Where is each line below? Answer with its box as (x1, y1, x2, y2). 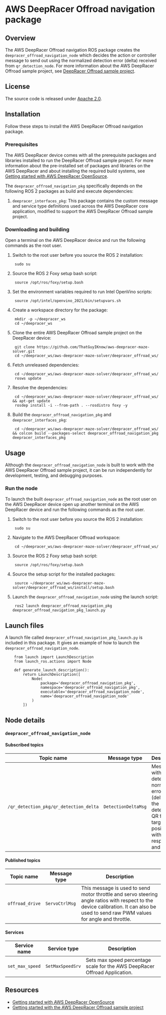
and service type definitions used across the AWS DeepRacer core (12, 203, 148, 209)
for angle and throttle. (81, 915, 131, 922)
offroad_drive (7, 900, 41, 906)
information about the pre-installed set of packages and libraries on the (5, 162, 151, 168)
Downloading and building (5, 226, 70, 233)
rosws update (14, 376, 41, 381)
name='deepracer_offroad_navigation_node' (40, 694, 129, 699)
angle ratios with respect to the (81, 897, 153, 904)
